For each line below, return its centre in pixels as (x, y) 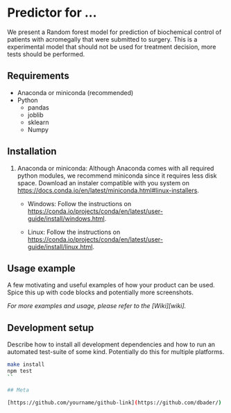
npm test (20, 371)
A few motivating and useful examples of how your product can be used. (111, 285)
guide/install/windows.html (66, 218)
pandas (38, 107)
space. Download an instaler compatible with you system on (103, 183)
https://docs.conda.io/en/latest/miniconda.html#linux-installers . (108, 190)
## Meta (18, 390)
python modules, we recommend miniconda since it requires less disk (117, 176)
